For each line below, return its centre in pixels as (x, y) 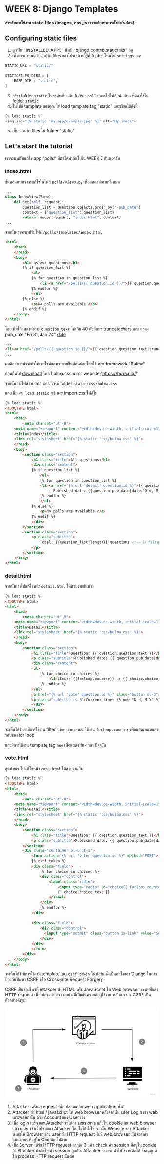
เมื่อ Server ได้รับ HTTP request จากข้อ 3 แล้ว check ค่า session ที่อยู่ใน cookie (84, 1145)
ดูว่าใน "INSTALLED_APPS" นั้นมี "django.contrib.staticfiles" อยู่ (72, 50)
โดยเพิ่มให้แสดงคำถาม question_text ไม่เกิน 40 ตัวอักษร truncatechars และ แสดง (77, 329)
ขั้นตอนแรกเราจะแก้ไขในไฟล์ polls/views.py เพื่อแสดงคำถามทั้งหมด (62, 182)
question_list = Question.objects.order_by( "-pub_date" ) (82, 207)
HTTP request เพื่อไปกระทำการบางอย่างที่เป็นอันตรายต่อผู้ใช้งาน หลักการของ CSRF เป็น (78, 994)
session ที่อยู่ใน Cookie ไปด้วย (40, 1140)
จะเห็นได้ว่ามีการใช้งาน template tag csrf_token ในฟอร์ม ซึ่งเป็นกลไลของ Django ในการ (81, 974)
